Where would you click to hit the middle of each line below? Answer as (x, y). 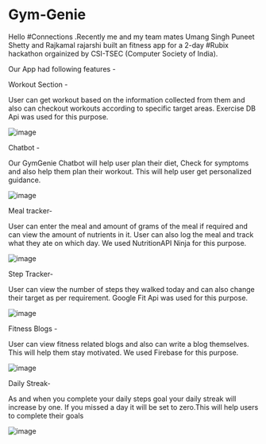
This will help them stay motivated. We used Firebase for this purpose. (123, 352)
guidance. (25, 180)
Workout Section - (38, 84)
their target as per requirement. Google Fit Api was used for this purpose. (128, 298)
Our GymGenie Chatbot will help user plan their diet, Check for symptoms (129, 163)
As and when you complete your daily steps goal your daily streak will (122, 399)
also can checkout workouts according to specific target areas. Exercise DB (132, 108)
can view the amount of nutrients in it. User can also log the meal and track (131, 234)
